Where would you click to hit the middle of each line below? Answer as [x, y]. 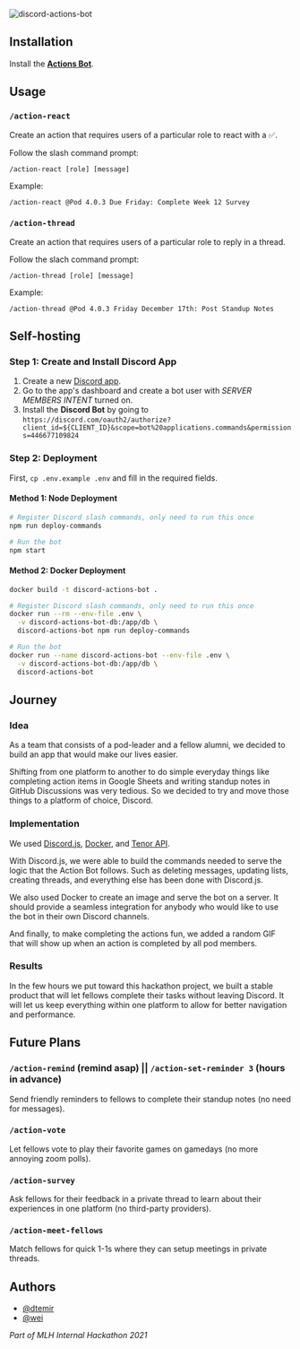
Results [26, 966]
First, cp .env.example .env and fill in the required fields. [113, 478]
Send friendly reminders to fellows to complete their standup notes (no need [150, 1099]
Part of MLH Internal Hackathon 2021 [78, 1336]
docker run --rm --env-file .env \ [76, 614]
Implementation [45, 823]
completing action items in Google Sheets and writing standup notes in [140, 781]
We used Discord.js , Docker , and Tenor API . [90, 843]
